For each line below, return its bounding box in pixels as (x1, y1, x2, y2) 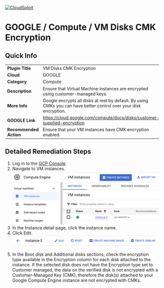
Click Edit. (12, 230, 33, 236)
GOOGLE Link (7, 117, 36, 123)
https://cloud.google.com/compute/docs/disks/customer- (42, 115, 160, 121)
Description (7, 88, 32, 94)
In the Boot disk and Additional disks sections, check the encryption (12, 251, 149, 257)
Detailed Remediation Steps (5, 147, 91, 156)
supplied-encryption (42, 120, 85, 125)
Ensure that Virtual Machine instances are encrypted (42, 85, 148, 91)
